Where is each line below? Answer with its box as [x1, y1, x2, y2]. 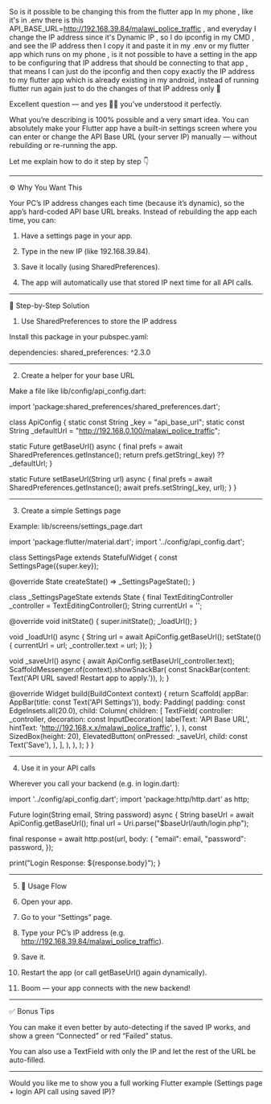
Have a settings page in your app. [20, 231, 133, 240]
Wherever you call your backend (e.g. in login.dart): [9, 779, 180, 788]
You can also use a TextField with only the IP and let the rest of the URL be [9, 1047, 257, 1056]
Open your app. [20, 897, 73, 906]
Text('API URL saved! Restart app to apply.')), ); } [9, 673, 170, 683]
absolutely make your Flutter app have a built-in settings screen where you [9, 124, 257, 133]
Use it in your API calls [20, 763, 96, 773]
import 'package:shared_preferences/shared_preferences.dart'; [9, 402, 220, 411]
